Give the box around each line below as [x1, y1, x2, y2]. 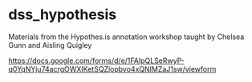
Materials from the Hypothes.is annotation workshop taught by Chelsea [8, 32, 245, 41]
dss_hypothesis [8, 6, 117, 24]
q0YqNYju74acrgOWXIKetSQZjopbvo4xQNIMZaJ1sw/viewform [8, 64, 217, 73]
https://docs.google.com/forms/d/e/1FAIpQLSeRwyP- [8, 56, 185, 65]
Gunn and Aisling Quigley [8, 40, 92, 49]
